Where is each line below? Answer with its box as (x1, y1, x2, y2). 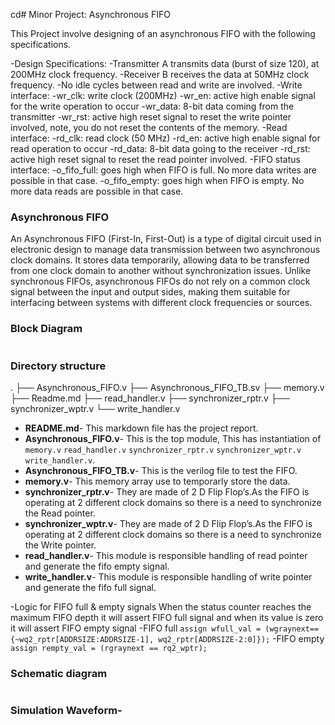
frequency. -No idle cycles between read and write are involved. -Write (10, 79, 303, 91)
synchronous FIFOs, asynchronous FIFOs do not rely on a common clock (10, 275, 311, 288)
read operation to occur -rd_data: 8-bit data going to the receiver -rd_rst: (10, 143, 311, 154)
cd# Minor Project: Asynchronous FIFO (10, 9, 171, 20)
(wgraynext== (264, 624, 320, 634)
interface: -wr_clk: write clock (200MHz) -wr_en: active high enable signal (10, 90, 316, 101)
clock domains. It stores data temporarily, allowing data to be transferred (10, 254, 310, 266)
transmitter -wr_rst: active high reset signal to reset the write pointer (10, 111, 292, 123)
